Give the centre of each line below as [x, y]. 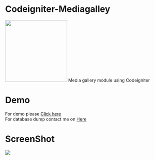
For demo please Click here [33, 114]
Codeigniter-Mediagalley [58, 9]
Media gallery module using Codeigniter [109, 80]
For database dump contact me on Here [46, 119]
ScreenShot [30, 139]
